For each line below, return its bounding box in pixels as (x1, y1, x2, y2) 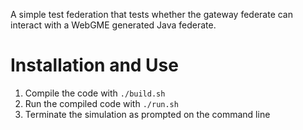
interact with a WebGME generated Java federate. (10, 19, 217, 31)
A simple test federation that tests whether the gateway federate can (10, 9, 294, 20)
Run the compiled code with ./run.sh (24, 97, 179, 109)
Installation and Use (10, 54, 179, 77)
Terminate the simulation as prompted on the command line (24, 108, 271, 120)
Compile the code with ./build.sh (24, 87, 166, 99)
